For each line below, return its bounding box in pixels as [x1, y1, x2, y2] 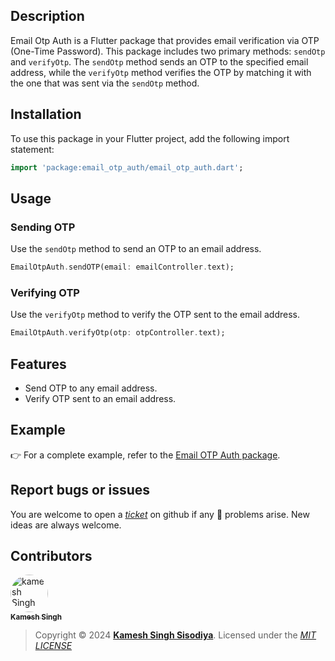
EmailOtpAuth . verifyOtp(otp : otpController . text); [10, 328, 226, 338]
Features [10, 355, 67, 373]
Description [10, 8, 85, 25]
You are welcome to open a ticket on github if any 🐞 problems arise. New [10, 508, 310, 520]
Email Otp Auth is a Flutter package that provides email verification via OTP [10, 34, 320, 46]
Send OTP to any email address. [24, 382, 158, 394]
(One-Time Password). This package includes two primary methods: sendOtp [10, 45, 326, 57]
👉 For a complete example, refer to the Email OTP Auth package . [10, 449, 281, 461]
